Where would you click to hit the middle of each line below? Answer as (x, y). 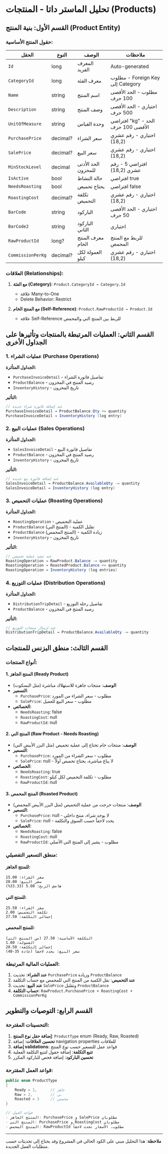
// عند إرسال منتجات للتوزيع (31, 628)
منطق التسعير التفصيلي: (32, 855)
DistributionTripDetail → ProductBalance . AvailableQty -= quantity (77, 632)
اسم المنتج (88, 95)
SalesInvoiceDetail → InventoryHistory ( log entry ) (60, 488)
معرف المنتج (90, 238)
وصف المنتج (90, 110)
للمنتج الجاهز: (18, 867)
